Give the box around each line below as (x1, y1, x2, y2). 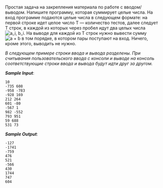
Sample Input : (5, 70, 34, 76)
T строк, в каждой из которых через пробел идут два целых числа (5, 25, 146, 31)
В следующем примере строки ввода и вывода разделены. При (5, 50, 141, 56)
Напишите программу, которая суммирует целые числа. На (27, 9, 153, 15)
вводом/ (124, 4, 142, 10)
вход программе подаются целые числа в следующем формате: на (5, 15, 148, 20)
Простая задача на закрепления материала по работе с (5, 4, 123, 10)
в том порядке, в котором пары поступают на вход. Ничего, (21, 35, 148, 41)
